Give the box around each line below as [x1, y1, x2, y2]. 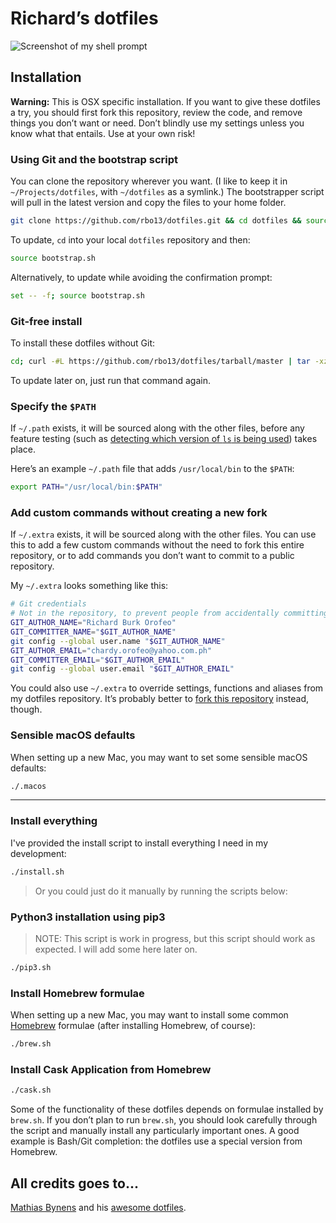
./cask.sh [10, 1085, 52, 1096]
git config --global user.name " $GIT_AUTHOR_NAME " [10, 636, 226, 646]
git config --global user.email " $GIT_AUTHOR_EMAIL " [10, 664, 235, 674]
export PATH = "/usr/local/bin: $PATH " [10, 482, 163, 492]
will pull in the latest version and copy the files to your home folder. [10, 197, 287, 209]
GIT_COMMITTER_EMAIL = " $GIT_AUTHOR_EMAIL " [10, 655, 186, 665]
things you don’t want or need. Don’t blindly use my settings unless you [10, 117, 305, 129]
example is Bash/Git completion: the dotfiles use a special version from [10, 1135, 303, 1147]
